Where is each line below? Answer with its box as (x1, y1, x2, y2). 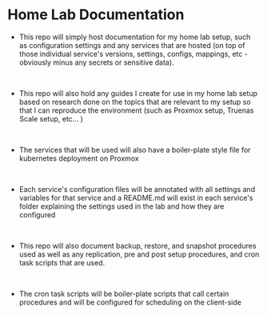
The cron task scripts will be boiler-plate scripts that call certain (18, 289, 229, 298)
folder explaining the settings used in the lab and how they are (18, 201, 225, 211)
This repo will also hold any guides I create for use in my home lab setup (18, 88, 257, 98)
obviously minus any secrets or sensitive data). (18, 58, 174, 67)
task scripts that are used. (18, 257, 106, 267)
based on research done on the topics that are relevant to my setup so (18, 97, 251, 106)
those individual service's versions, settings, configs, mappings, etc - (18, 49, 249, 58)
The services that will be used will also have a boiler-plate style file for (18, 145, 251, 154)
